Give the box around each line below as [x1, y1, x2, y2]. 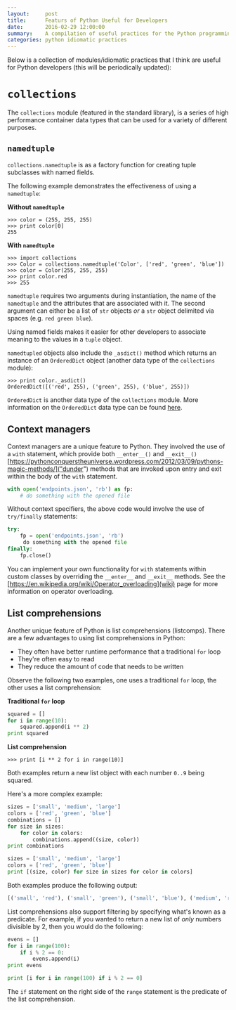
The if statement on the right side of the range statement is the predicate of [7, 988, 228, 995]
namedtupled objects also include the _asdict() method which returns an [7, 349, 217, 357]
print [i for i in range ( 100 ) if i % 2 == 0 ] [7, 975, 143, 982]
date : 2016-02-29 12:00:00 [7, 23, 105, 30]
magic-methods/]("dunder [7, 465, 84, 473]
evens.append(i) [32, 955, 80, 963]
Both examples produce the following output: [7, 881, 138, 889]
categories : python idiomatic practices [7, 37, 128, 44]
